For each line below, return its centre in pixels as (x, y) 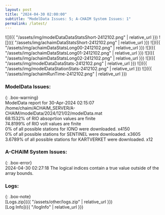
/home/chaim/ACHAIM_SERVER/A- (40, 108)
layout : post (18, 10)
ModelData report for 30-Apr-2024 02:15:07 (50, 103)
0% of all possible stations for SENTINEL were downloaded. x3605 (73, 134)
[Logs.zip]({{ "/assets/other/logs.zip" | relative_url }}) (59, 202)
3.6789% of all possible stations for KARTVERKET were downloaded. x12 (79, 139)
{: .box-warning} (22, 97)
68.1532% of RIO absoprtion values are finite (50, 118)
